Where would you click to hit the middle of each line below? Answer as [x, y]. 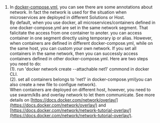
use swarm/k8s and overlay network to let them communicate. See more [82, 95]
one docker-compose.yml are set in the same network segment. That [79, 28]
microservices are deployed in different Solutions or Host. [67, 17]
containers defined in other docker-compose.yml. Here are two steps [79, 59]
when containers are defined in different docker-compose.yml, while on [81, 43]
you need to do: [25, 64]
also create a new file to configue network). [53, 84]
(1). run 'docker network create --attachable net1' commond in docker [79, 69]
